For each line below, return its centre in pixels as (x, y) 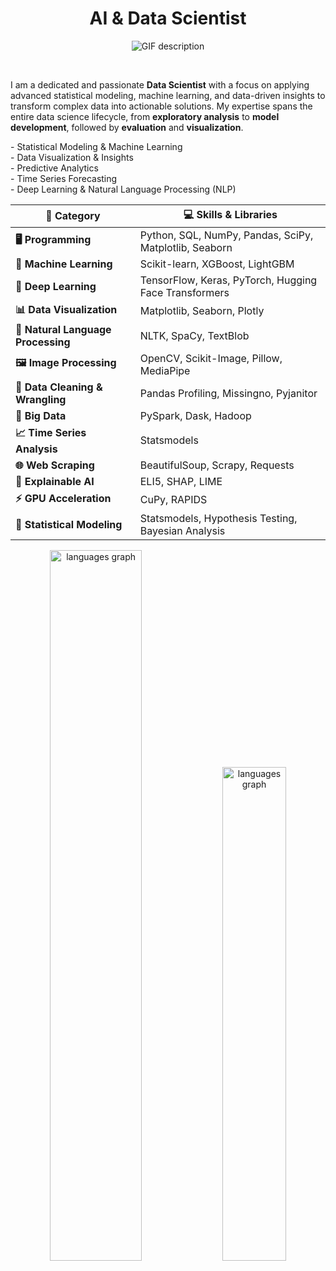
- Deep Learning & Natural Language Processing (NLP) (123, 189)
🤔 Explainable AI (55, 481)
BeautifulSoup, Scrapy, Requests (217, 465)
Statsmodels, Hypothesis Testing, (218, 518)
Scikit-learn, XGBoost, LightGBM (217, 264)
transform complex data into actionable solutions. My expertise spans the (161, 106)
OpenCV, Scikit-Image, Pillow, (211, 358)
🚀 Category (73, 216)
